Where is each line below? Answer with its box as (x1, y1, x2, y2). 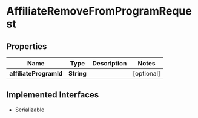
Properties (6, 41, 47, 51)
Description (92, 59, 127, 67)
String (68, 70, 87, 77)
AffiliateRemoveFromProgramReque (6, 4, 192, 18)
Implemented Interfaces (6, 90, 99, 100)
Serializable (15, 106, 45, 113)
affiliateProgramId (9, 70, 63, 77)
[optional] (132, 70, 160, 77)
